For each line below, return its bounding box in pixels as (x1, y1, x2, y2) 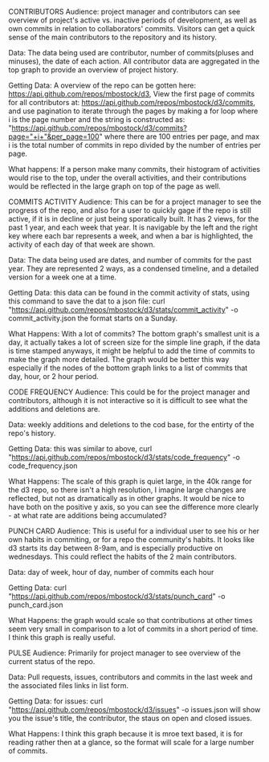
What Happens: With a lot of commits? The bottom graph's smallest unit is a (8, 329, 259, 338)
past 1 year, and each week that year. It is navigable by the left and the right (8, 222, 259, 232)
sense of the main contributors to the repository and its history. (8, 32, 218, 42)
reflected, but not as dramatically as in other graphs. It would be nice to (8, 494, 245, 503)
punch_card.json (8, 600, 63, 609)
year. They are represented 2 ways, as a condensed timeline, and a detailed (8, 264, 259, 273)
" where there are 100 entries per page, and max (99, 132, 259, 141)
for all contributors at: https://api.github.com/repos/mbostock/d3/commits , (8, 98, 255, 107)
